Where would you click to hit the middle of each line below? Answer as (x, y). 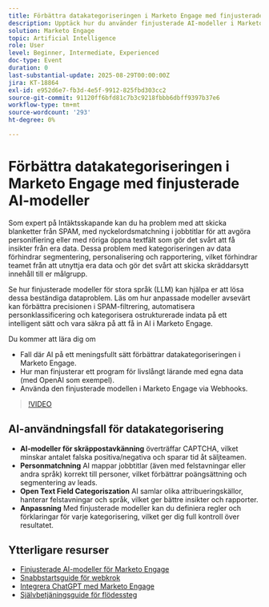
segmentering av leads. (58, 482)
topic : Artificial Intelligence (62, 38)
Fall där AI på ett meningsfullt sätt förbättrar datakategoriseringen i (130, 354)
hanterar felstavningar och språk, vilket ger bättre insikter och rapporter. (139, 499)
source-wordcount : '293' (50, 113)
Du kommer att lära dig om (52, 339)
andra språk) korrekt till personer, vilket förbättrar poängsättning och (133, 474)
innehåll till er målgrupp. (48, 274)
